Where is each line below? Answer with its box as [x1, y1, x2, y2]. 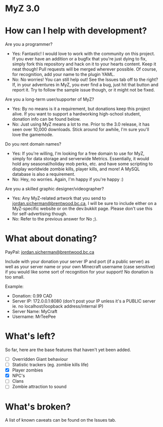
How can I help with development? [5, 25, 147, 37]
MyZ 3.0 [5, 3, 40, 14]
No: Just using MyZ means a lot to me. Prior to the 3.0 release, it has [12, 121, 150, 127]
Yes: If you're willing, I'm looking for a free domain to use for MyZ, [12, 150, 145, 156]
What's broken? [5, 401, 71, 412]
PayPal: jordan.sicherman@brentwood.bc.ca [5, 249, 94, 255]
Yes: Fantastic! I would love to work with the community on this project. [12, 51, 155, 56]
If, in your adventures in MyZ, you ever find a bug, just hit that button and [12, 82, 159, 88]
